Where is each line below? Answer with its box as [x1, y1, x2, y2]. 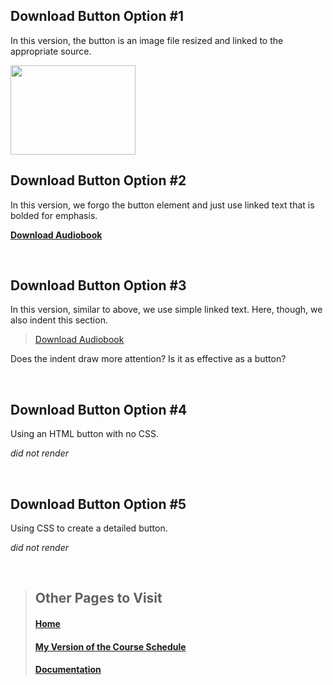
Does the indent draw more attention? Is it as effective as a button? [10, 353, 287, 365]
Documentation [34, 664, 102, 676]
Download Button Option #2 [10, 172, 187, 189]
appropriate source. [10, 45, 92, 57]
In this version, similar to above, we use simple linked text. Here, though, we [10, 304, 323, 316]
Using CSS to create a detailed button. [10, 522, 168, 534]
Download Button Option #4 [10, 401, 188, 418]
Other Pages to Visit [34, 590, 163, 607]
